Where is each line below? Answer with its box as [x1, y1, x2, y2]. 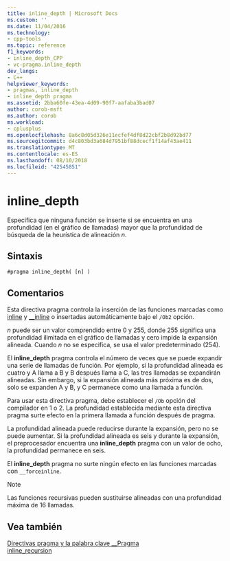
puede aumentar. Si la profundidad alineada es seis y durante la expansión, [7, 432, 220, 440]
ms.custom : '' [7, 16, 48, 23]
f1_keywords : [7, 49, 45, 56]
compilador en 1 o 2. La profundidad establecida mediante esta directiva [7, 404, 211, 412]
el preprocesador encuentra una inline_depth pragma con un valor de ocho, [7, 439, 223, 448]
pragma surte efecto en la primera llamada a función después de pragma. [7, 411, 216, 419]
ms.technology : [7, 29, 51, 36]
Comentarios [7, 287, 65, 299]
